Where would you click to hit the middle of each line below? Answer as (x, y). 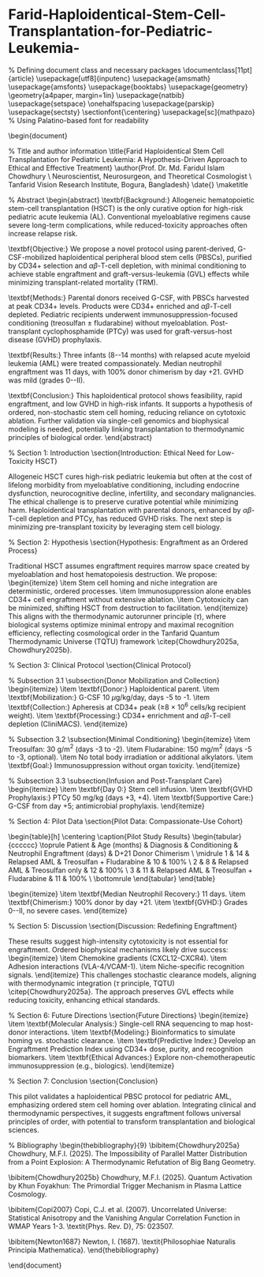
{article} (21, 78)
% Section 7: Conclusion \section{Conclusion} (83, 1081)
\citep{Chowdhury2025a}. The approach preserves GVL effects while (121, 992)
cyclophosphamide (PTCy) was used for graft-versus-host (137, 331)
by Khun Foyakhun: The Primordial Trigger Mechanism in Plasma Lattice (125, 1186)
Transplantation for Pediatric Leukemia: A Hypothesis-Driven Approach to (128, 159)
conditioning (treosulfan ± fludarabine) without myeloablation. (108, 322)
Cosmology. (28, 1194)
